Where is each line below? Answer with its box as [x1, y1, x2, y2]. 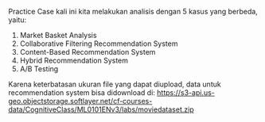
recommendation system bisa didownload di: [8, 88, 155, 97]
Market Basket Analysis [19, 31, 97, 40]
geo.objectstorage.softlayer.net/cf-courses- [8, 97, 153, 105]
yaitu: [8, 15, 26, 25]
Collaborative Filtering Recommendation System [19, 39, 178, 48]
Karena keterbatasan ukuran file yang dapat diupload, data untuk [8, 79, 221, 89]
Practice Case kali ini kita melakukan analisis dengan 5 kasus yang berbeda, [8, 7, 259, 16]
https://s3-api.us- [156, 88, 215, 97]
